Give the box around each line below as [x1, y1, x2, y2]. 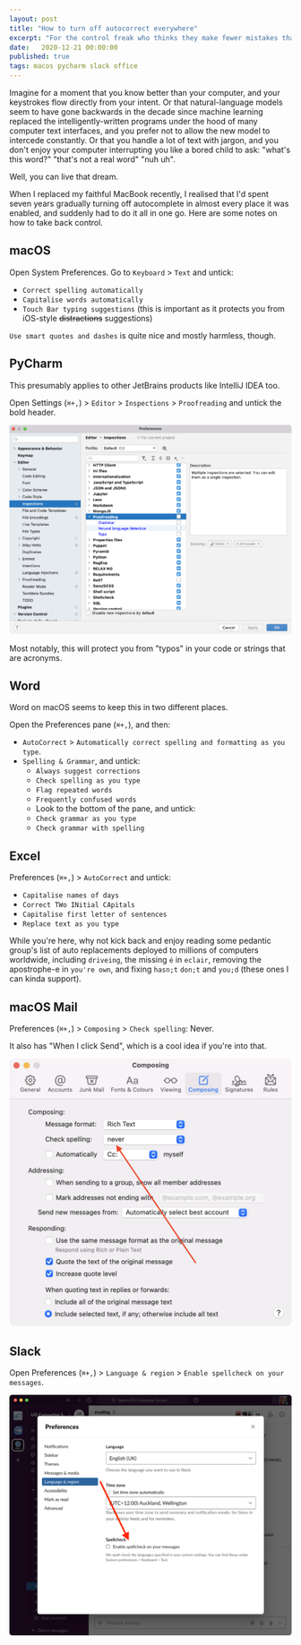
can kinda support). [9, 973, 82, 984]
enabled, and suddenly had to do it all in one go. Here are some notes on [9, 208, 278, 218]
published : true [9, 52, 70, 62]
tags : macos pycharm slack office [9, 62, 139, 71]
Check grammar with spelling [35, 824, 145, 833]
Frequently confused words [35, 795, 137, 805]
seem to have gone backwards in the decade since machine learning [9, 107, 264, 116]
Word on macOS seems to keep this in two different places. [9, 702, 228, 713]
